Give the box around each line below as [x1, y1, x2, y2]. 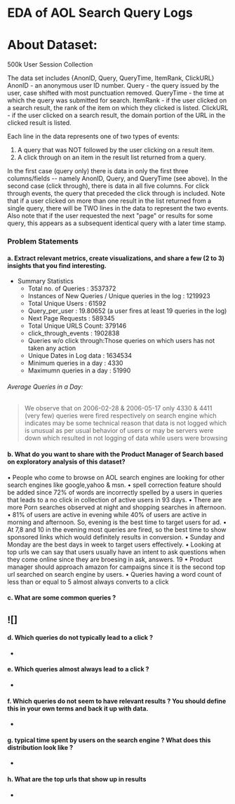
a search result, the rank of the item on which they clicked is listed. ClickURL [7, 104, 229, 112]
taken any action [27, 344, 76, 352]
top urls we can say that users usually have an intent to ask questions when [7, 547, 226, 556]
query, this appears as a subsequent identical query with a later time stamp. [7, 219, 227, 227]
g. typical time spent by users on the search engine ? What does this [7, 735, 211, 744]
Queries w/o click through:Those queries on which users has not [27, 337, 215, 345]
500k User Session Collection [7, 60, 93, 69]
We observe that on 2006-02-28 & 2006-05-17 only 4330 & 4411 [24, 404, 213, 413]
